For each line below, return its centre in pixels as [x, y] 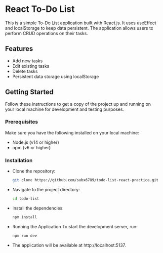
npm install [24, 217]
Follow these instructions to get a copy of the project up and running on [78, 104]
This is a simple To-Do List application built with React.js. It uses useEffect [81, 23]
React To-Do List [40, 9]
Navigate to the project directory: [46, 190]
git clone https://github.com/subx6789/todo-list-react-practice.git [85, 180]
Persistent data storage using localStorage [56, 76]
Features [19, 49]
